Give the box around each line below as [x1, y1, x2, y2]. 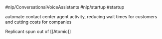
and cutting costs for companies [5, 19, 72, 25]
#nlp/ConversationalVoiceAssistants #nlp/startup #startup [5, 4, 125, 10]
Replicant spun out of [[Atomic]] [5, 29, 71, 34]
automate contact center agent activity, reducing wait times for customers [5, 14, 158, 19]
